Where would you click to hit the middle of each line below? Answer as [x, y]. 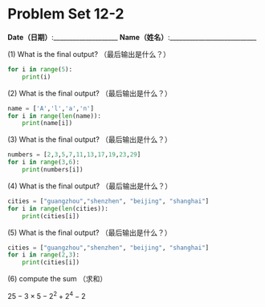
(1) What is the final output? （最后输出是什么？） [89, 54]
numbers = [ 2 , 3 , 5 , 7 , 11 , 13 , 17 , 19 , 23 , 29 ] [74, 155]
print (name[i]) [47, 123]
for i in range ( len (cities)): [58, 208]
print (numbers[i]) [53, 170]
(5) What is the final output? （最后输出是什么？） [90, 232]
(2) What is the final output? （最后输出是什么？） [90, 93]
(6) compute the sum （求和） [57, 279]
